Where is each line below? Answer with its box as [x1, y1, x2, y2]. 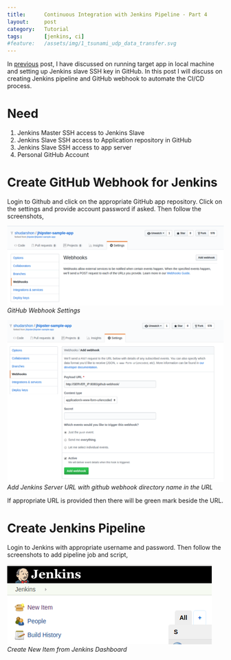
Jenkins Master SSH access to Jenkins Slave [16, 129, 145, 137]
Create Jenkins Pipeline [7, 520, 146, 536]
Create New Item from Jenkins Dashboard [7, 645, 127, 653]
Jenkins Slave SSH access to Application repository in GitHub [16, 136, 192, 145]
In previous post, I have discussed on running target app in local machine [7, 60, 214, 68]
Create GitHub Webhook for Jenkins [7, 175, 218, 191]
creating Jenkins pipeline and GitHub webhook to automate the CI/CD [7, 74, 205, 83]
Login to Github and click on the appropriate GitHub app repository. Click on [7, 198, 222, 206]
